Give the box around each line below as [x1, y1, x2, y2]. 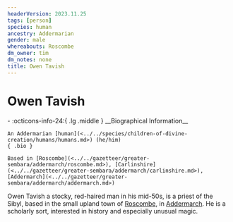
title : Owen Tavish [7, 63, 65, 70]
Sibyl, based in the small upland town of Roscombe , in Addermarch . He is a [7, 199, 226, 208]
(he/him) [95, 136, 121, 143]
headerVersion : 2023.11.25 [7, 10, 87, 18]
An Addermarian [7, 130, 52, 137]
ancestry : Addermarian [7, 30, 74, 37]
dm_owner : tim [7, 50, 49, 57]
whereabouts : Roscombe [7, 43, 74, 50]
